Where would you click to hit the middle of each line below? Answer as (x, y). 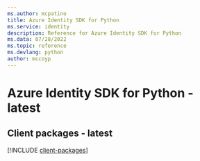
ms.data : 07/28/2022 (37, 40)
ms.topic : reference (37, 46)
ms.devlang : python (35, 53)
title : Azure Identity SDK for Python (63, 20)
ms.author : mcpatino (37, 14)
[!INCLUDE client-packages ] (48, 150)
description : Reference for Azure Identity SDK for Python (94, 33)
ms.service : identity (39, 26)
